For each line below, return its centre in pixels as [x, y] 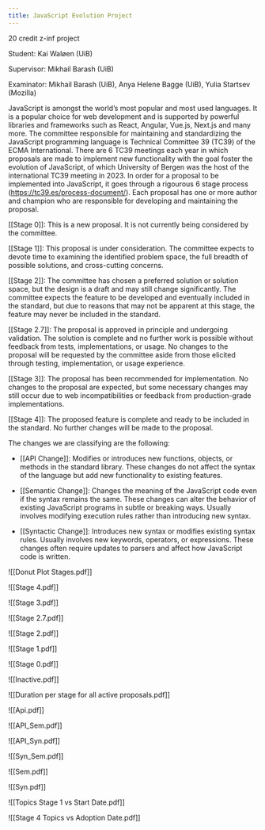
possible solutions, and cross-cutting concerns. [86, 265]
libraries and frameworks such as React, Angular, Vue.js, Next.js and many [130, 124]
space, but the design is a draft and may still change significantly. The [122, 289]
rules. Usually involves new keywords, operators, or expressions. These [136, 539]
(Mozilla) [23, 93]
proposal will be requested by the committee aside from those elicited [122, 354]
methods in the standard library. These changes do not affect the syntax [137, 467]
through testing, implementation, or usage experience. [97, 363]
